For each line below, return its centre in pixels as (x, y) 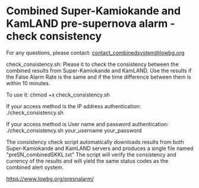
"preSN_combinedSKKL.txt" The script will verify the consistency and (91, 154)
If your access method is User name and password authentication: (87, 124)
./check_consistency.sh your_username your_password (74, 130)
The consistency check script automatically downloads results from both (95, 142)
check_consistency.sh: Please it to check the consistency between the (93, 64)
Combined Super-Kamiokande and (94, 11)
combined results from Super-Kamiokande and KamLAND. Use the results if (99, 70)
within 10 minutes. (28, 83)
